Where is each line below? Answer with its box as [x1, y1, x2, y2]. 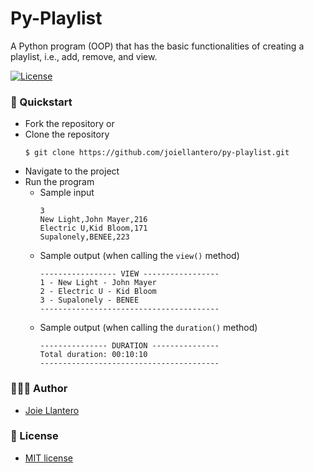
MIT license [24, 452, 73, 464]
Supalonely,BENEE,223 [39, 232, 130, 242]
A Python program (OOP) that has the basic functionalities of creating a [10, 40, 305, 52]
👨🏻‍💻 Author [10, 382, 68, 396]
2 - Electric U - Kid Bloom [39, 287, 157, 297]
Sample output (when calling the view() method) [39, 250, 240, 262]
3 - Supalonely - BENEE [39, 295, 140, 306]
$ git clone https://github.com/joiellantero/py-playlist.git [24, 148, 290, 158]
